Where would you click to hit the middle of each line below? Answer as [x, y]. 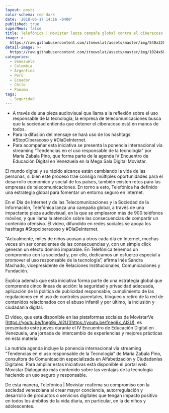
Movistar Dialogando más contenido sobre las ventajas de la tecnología [79, 370]
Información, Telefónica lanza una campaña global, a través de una [75, 208]
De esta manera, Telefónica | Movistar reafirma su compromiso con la [77, 385]
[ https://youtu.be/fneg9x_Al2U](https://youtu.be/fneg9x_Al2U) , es [74, 322]
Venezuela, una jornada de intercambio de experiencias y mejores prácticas [84, 333]
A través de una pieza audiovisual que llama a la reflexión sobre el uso [85, 113]
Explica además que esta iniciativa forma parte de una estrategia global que [84, 281]
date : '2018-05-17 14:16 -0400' [39, 19]
